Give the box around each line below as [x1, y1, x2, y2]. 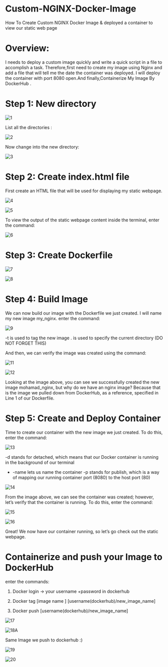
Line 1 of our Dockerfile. [5, 395, 55, 401]
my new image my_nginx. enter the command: [5, 315, 100, 321]
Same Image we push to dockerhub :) [5, 637, 83, 643]
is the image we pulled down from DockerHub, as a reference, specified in [5, 389, 159, 395]
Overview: [5, 43, 50, 54]
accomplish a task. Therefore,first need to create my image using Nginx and [5, 64, 162, 70]
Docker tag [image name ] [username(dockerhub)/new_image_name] [12, 598, 156, 604]
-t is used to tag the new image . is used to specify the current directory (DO [5, 335, 163, 341]
